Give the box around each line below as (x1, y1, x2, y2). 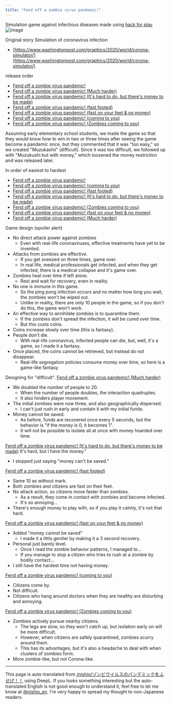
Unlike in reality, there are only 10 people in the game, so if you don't (20, 299, 164, 305)
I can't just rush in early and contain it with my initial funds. (20, 406, 144, 412)
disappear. (12, 353, 35, 359)
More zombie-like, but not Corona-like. (12, 656, 94, 662)
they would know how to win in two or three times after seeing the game (5, 135, 157, 142)
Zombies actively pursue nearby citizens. (12, 618, 99, 624)
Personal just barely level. (12, 541, 67, 547)
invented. (20, 245, 40, 251)
